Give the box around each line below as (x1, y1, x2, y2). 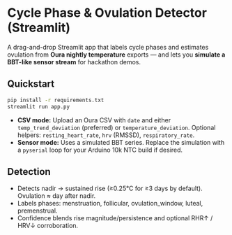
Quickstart (7, 78, 55, 90)
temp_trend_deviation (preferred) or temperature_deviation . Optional (17, 123, 216, 131)
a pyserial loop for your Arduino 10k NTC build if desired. (17, 145, 183, 154)
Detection (7, 166, 51, 178)
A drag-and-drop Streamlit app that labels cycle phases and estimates (7, 43, 209, 51)
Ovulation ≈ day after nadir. (17, 192, 96, 200)
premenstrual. (17, 206, 58, 215)
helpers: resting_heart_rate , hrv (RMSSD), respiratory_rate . (17, 131, 195, 139)
